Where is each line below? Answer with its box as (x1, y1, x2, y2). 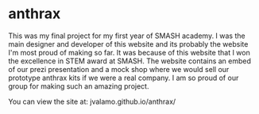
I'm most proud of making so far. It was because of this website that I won (8, 47, 250, 57)
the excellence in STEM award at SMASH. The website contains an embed (8, 56, 252, 66)
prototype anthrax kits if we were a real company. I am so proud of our (8, 73, 239, 82)
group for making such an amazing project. (8, 81, 149, 91)
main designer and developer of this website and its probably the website (8, 39, 249, 48)
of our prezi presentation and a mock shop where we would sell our (8, 64, 230, 74)
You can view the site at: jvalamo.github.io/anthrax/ (8, 97, 176, 106)
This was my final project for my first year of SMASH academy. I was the (8, 31, 245, 40)
